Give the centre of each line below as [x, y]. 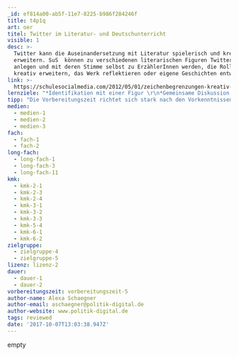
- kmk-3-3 [28, 219]
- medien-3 [30, 126]
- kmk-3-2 [28, 212]
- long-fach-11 [36, 172]
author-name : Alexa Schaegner [52, 298]
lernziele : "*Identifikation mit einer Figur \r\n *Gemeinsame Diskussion [119, 93]
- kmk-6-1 [28, 232]
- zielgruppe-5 [36, 259]
